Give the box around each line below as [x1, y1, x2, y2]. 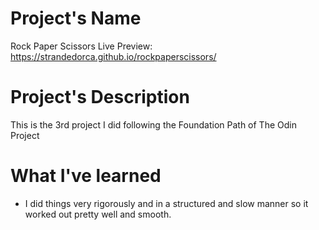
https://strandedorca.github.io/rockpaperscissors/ [10, 50, 217, 62]
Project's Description [10, 86, 190, 109]
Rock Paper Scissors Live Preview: [10, 40, 153, 52]
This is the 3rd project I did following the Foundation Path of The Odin [10, 118, 297, 131]
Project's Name [10, 7, 142, 30]
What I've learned [10, 165, 162, 187]
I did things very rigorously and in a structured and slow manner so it [24, 197, 309, 209]
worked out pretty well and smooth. [24, 208, 172, 220]
